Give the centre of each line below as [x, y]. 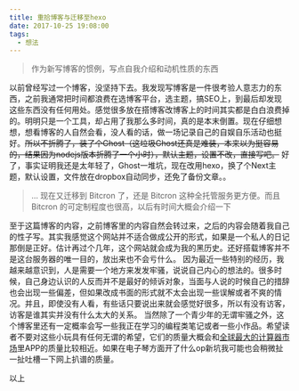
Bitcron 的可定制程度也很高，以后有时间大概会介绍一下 [131, 207]
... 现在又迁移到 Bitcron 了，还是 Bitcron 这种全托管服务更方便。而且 [155, 196]
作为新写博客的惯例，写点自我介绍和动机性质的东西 [125, 69]
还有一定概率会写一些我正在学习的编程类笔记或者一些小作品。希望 [161, 326]
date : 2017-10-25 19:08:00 [59, 26]
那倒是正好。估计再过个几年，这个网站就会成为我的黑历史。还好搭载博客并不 [149, 248]
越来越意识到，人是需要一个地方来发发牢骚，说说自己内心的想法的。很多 [141, 270]
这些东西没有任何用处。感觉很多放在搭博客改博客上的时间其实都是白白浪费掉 [149, 110]
